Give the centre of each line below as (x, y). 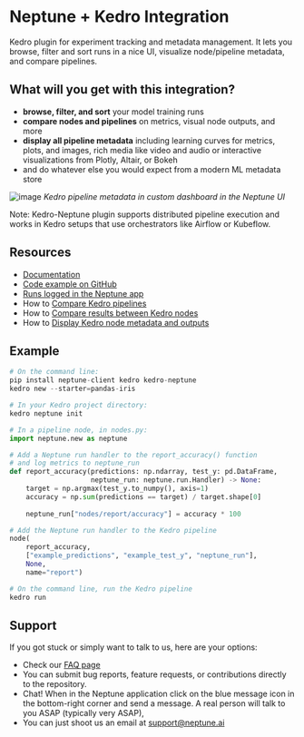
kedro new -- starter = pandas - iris (73, 389)
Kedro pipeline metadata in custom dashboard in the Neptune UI (165, 196)
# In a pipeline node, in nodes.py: (78, 430)
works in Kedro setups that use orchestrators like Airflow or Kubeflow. (140, 223)
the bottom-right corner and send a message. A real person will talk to (154, 703)
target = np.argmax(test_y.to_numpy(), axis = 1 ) (117, 488)
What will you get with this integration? (123, 89)
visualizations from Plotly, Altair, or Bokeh (100, 160)
